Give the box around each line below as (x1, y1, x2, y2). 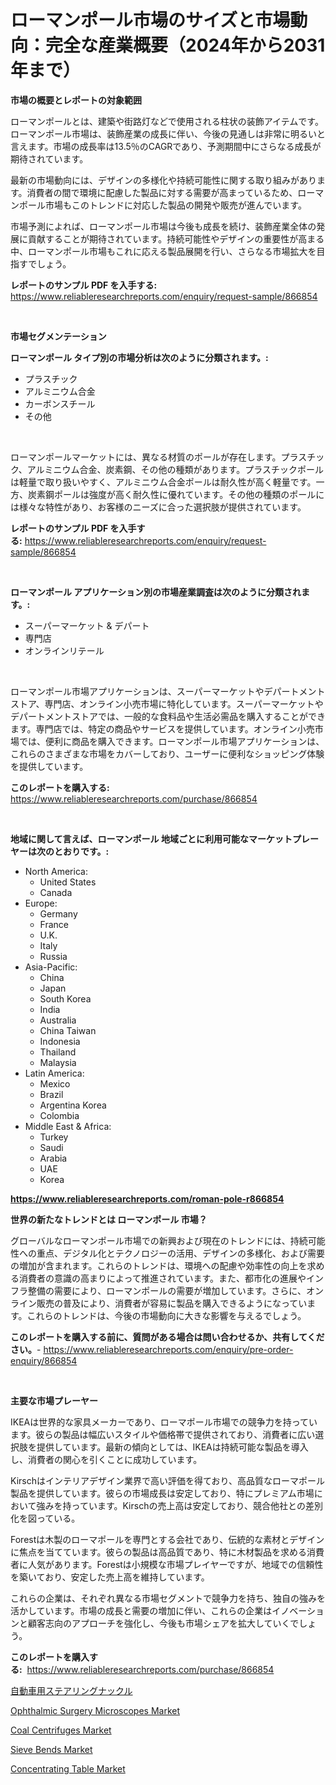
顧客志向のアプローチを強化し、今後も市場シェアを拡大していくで (27, 1617, 300, 1629)
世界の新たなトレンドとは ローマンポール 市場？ (10, 1213, 208, 1225)
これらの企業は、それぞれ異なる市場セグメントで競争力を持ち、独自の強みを (10, 1592, 326, 1604)
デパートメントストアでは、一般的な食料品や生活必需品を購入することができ (10, 710, 326, 722)
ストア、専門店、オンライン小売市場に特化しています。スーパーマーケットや (10, 697, 324, 710)
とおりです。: (53, 845, 110, 857)
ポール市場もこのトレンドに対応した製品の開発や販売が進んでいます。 (18, 199, 307, 211)
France (39, 918, 70, 930)
